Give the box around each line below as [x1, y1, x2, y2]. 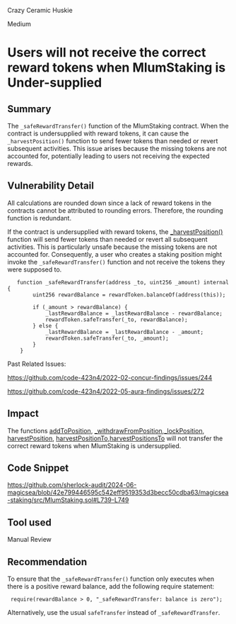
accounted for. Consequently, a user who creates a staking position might [7, 250, 223, 258]
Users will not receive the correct [7, 45, 206, 61]
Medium [7, 20, 32, 28]
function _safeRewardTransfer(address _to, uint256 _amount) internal [16, 279, 230, 286]
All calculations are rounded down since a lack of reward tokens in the [7, 199, 212, 207]
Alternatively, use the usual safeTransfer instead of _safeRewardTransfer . [7, 608, 220, 617]
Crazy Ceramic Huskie [7, 6, 73, 14]
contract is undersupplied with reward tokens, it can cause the [7, 129, 189, 138]
